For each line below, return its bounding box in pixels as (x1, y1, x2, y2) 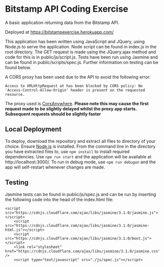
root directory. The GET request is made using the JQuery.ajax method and (5, 49, 156, 55)
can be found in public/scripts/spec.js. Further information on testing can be (5, 59, 159, 65)
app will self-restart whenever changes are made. (5, 164, 105, 170)
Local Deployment (5, 125, 62, 133)
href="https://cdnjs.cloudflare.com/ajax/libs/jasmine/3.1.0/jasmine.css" (5, 248, 161, 254)
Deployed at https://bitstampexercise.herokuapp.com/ (5, 29, 114, 35)
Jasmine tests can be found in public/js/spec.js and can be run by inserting (5, 191, 156, 197)
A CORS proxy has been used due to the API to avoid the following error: (5, 74, 151, 80)
